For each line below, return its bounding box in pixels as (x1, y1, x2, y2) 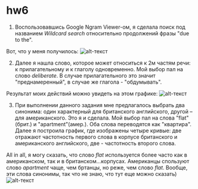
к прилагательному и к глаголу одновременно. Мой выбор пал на (14, 65, 184, 72)
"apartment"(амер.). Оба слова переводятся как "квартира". (38, 120, 192, 127)
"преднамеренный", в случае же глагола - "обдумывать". (14, 78, 162, 86)
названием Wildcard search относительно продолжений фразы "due (14, 29, 190, 36)
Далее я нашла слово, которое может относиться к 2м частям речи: (14, 59, 191, 66)
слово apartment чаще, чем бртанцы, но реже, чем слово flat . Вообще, (6, 164, 188, 171)
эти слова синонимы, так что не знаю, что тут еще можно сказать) (6, 170, 177, 177)
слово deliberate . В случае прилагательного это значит (14, 72, 156, 79)
